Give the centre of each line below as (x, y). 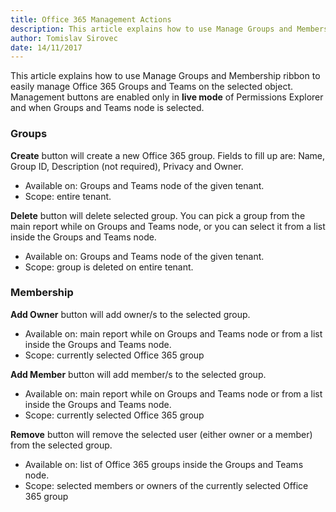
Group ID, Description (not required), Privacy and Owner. (127, 166)
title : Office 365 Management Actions (91, 19)
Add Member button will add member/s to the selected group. (138, 374)
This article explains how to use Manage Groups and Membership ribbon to (165, 76)
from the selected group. (61, 445)
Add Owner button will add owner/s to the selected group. (130, 314)
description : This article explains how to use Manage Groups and (151, 29)
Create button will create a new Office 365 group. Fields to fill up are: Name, (168, 155)
